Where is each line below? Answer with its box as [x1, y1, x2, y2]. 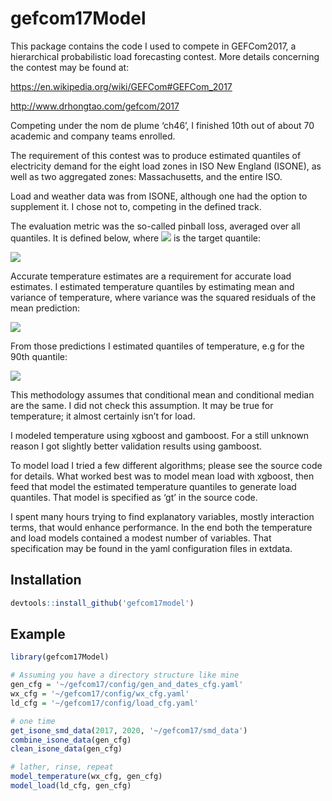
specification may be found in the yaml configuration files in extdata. [10, 542, 293, 554]
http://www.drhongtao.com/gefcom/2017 [10, 100, 180, 112]
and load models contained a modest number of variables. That [10, 532, 272, 544]
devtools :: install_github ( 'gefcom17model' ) [10, 598, 195, 608]
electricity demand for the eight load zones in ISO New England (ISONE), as [10, 160, 322, 172]
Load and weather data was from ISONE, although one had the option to [10, 190, 308, 202]
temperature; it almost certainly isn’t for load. [10, 410, 196, 422]
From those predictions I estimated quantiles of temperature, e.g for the [10, 340, 305, 352]
